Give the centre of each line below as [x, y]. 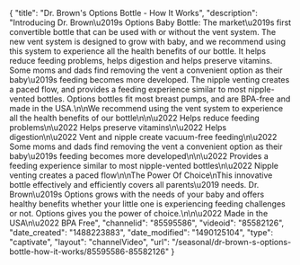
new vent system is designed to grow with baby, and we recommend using [147, 41]
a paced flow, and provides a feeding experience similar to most [128, 89]
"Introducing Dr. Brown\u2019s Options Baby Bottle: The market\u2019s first [150, 22]
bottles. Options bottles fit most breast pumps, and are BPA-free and [164, 99]
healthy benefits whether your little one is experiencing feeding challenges [147, 204]
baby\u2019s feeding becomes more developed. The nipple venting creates [150, 79]
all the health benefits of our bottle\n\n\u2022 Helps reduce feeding [135, 118]
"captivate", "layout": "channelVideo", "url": [90, 242]
